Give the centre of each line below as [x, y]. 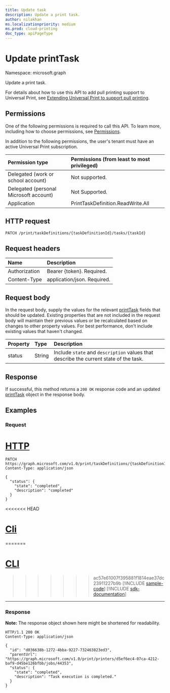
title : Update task [26, 10]
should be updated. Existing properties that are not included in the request [83, 315]
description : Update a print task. [43, 15]
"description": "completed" [44, 490]
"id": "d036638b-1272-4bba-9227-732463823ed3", [61, 650]
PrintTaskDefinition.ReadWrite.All [110, 203]
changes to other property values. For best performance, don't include [79, 326]
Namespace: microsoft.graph [36, 73]
